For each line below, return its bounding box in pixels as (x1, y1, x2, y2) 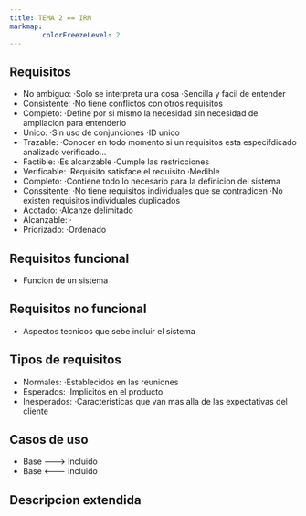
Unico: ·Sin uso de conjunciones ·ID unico (22, 127, 180, 138)
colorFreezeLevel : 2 (42, 30, 121, 39)
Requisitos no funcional (9, 301, 147, 317)
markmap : (9, 22, 43, 31)
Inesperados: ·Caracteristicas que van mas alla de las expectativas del (22, 395, 288, 406)
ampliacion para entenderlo (22, 118, 127, 129)
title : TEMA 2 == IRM (9, 13, 92, 23)
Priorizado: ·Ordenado (22, 225, 107, 236)
